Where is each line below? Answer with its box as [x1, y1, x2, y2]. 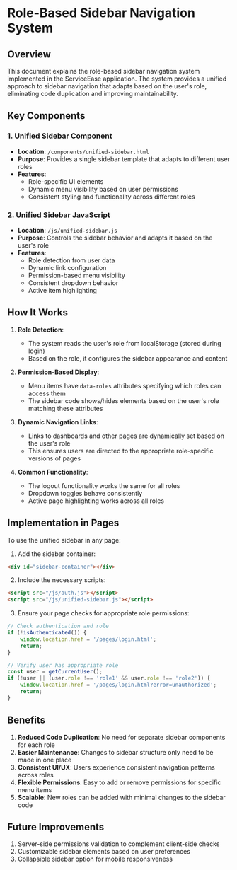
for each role [17, 741, 55, 749]
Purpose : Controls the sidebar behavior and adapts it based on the [17, 233, 213, 242]
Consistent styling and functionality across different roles [28, 192, 196, 201]
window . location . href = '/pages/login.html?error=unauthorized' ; [20, 681, 217, 689]
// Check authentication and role [7, 622, 110, 630]
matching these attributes [28, 404, 103, 412]
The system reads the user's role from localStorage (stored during [28, 339, 221, 347]
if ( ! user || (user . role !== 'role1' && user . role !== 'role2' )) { [7, 675, 211, 682]
